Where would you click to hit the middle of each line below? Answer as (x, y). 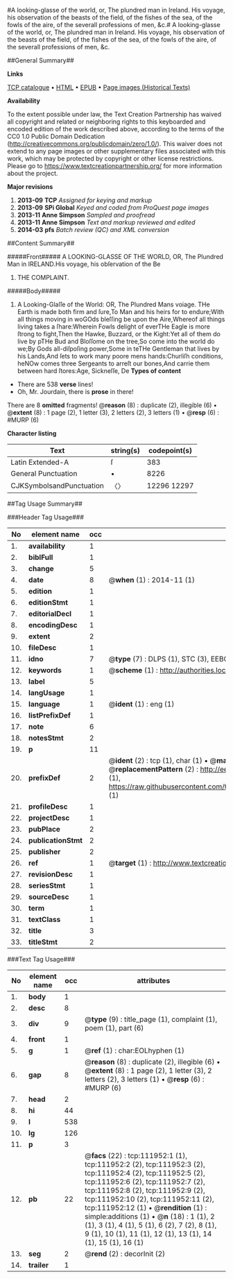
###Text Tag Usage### (41, 959)
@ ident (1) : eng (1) (141, 704)
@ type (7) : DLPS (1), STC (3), (159, 659)
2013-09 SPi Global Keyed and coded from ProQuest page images (113, 207)
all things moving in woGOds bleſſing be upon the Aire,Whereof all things (121, 319)
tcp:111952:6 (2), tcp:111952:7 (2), (145, 1182)
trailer (39, 1265)
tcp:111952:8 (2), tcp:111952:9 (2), (145, 1190)
